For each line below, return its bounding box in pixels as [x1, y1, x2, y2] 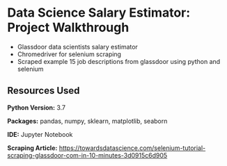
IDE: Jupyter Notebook [7, 130, 73, 138]
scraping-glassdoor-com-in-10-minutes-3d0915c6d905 [7, 151, 168, 159]
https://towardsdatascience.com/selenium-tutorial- [58, 144, 206, 152]
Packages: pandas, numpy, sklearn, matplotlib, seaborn [7, 117, 168, 125]
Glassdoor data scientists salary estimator [17, 42, 138, 51]
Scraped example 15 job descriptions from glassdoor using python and [17, 57, 221, 65]
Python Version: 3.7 [7, 103, 66, 112]
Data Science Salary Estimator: [7, 5, 191, 21]
